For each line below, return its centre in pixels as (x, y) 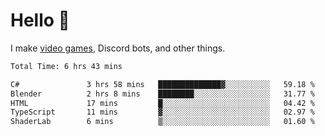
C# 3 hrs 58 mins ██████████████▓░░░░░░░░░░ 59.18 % (162, 84)
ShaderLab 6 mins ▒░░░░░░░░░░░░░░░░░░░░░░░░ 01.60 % (162, 122)
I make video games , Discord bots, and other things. (118, 48)
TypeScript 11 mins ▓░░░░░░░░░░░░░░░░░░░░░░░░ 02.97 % (162, 112)
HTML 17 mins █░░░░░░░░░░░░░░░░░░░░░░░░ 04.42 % (162, 103)
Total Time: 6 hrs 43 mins (66, 66)
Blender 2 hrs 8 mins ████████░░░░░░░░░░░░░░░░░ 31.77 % (162, 94)
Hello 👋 (40, 20)
